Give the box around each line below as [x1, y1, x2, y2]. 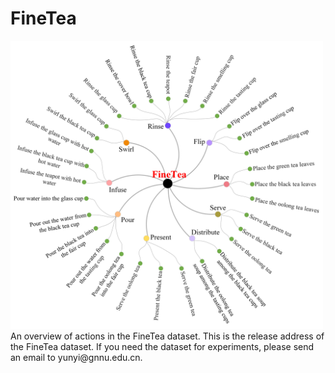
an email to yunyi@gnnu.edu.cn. [10, 351, 143, 363]
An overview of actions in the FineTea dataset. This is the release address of [10, 330, 325, 342]
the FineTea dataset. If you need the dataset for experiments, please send [10, 340, 315, 352]
